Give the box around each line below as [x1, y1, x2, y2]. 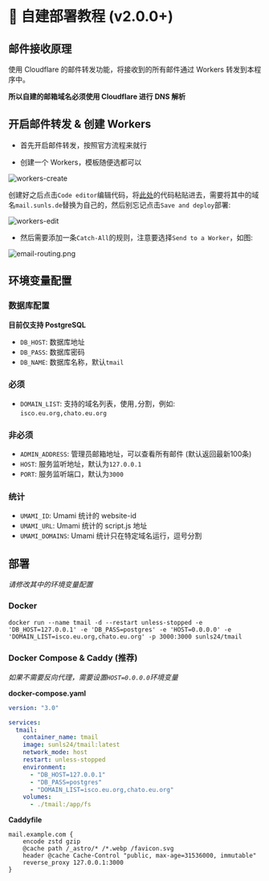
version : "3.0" [8, 704, 59, 712]
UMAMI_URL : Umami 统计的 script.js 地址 [19, 521, 148, 531]
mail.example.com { [8, 830, 74, 839]
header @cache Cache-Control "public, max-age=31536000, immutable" [22, 852, 257, 860]
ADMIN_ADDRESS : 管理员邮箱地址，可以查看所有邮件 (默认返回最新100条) [19, 449, 252, 459]
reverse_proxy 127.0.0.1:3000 [22, 859, 124, 867]
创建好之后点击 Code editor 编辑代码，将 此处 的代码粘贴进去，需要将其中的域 [8, 190, 259, 199]
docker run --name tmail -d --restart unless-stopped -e [8, 618, 203, 626]
